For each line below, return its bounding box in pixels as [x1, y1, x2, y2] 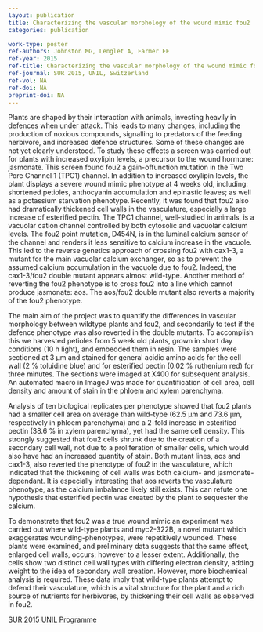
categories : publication [8, 26, 89, 34]
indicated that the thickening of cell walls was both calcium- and [8, 468, 216, 478]
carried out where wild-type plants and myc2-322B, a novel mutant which [8, 525, 247, 534]
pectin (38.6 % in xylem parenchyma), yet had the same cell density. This [8, 427, 245, 436]
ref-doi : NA [8, 84, 47, 92]
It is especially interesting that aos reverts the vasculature [46, 476, 233, 486]
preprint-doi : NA [8, 91, 65, 99]
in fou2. [8, 600, 33, 609]
